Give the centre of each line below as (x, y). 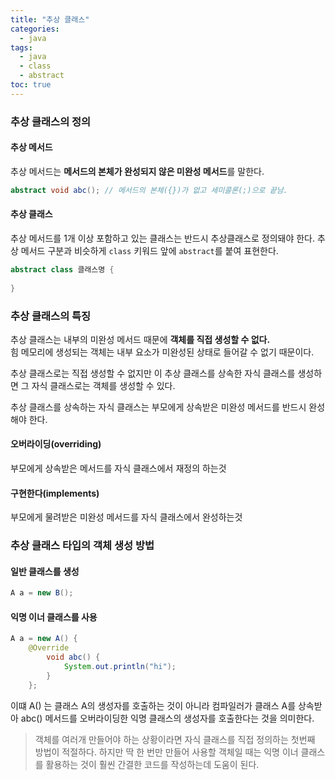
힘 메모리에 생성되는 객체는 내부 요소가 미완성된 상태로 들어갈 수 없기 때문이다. (162, 352)
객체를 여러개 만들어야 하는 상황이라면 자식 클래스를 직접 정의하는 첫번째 (175, 739)
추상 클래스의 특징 (51, 316)
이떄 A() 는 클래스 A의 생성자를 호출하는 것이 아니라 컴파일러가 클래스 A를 (153, 705)
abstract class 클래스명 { (62, 269)
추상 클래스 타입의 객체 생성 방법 (82, 546)
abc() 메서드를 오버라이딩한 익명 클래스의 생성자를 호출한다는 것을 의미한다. (167, 718)
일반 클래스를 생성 (45, 571)
